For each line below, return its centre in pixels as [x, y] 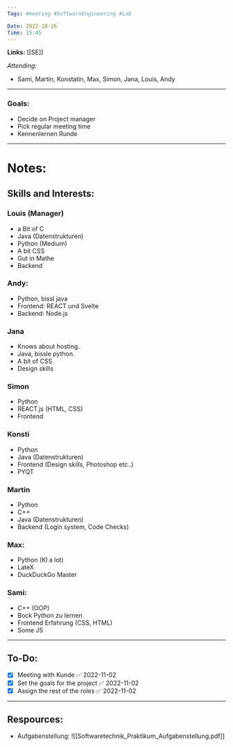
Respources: [35, 720]
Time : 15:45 [24, 33]
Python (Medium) [42, 243]
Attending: [22, 66]
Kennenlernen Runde [47, 133]
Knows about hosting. [48, 346]
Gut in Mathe [36, 258]
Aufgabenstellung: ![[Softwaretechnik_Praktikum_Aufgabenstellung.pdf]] [121, 736]
